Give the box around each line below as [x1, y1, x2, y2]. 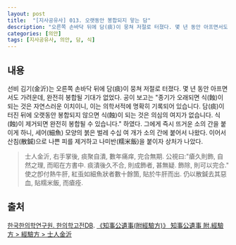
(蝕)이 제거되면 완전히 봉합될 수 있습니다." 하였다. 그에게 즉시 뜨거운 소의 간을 [7, 119, 220, 127]
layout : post [7, 10, 46, 18]
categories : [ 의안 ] [7, 30, 62, 37]
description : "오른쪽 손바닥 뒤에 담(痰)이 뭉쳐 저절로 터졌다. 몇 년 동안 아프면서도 [7, 23, 228, 30]
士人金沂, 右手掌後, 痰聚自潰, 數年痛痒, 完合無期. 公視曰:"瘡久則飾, [24, 152, 216, 161]
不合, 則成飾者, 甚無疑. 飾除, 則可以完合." [111, 161, 230, 169]
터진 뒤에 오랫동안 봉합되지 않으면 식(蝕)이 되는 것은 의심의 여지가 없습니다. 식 [7, 111, 221, 119]
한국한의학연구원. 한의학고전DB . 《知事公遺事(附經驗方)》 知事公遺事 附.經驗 [7, 221, 224, 230]
